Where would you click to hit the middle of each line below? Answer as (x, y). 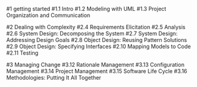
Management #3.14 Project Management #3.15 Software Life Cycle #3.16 (97, 71)
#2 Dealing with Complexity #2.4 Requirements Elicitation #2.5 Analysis (96, 27)
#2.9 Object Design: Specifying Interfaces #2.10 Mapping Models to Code (99, 46)
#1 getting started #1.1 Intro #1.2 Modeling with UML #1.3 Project (86, 9)
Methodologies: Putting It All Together (54, 78)
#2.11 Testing (22, 53)
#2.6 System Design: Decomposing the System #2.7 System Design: (92, 33)
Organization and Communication (48, 15)
